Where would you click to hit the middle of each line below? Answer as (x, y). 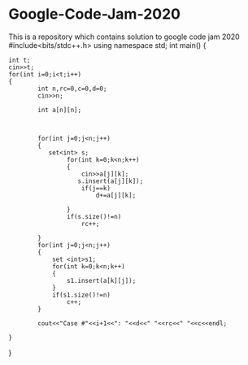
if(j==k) (96, 188)
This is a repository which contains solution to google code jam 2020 (124, 37)
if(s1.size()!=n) (81, 295)
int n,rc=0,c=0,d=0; (72, 89)
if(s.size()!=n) (94, 216)
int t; (20, 60)
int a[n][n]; (60, 110)
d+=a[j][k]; (116, 195)
